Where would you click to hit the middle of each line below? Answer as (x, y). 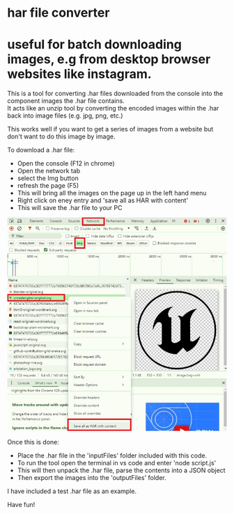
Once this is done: (33, 442)
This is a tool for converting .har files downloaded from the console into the (115, 94)
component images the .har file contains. (66, 101)
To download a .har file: (41, 150)
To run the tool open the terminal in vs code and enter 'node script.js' (117, 463)
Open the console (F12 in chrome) (66, 163)
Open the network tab (49, 171)
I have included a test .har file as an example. (72, 491)
